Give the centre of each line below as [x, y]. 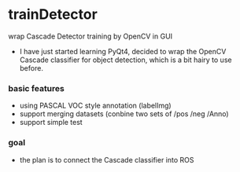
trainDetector [53, 15]
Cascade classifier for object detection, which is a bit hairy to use [126, 60]
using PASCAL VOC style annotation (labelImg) [95, 106]
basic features [36, 88]
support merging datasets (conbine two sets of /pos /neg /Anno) [124, 114]
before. [31, 68]
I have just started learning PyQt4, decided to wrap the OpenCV [123, 51]
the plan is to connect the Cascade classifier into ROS [107, 159]
